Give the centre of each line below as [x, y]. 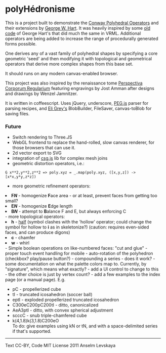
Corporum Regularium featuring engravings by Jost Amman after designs [80, 88]
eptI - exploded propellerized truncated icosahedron [66, 300]
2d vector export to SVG [37, 153]
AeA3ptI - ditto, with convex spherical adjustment [63, 310]
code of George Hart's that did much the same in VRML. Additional [73, 33]
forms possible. [21, 44]
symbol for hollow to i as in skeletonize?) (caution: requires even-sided [77, 227]
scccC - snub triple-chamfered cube [50, 315]
